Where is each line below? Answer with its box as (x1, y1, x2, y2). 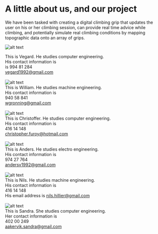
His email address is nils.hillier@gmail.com (5, 192, 90, 198)
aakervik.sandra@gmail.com (5, 223, 62, 229)
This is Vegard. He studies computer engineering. (5, 53, 104, 59)
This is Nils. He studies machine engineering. (5, 177, 95, 183)
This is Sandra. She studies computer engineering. (5, 208, 106, 214)
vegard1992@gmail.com (5, 69, 54, 75)
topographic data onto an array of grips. (5, 35, 85, 41)
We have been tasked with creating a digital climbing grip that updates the (5, 19, 154, 25)
